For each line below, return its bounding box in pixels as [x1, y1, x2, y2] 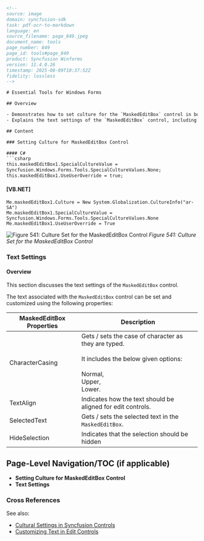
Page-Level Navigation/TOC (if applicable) [6, 458, 170, 469]
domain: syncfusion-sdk [6, 16, 67, 22]
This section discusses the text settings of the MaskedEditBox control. [6, 281, 179, 289]
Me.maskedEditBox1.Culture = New [6, 199, 91, 205]
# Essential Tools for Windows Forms [6, 89, 102, 96]
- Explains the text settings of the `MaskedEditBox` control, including [6, 117, 197, 123]
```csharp [6, 156, 32, 162]
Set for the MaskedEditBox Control [6, 238, 93, 245]
